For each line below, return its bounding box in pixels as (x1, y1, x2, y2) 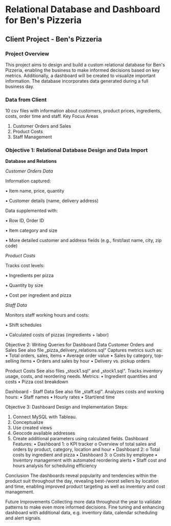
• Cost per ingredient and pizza (5, 292, 71, 298)
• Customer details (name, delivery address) (5, 198, 99, 204)
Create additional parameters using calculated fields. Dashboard (12, 436, 149, 442)
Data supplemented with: (5, 208, 58, 214)
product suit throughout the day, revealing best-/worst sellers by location (5, 478, 159, 484)
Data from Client (5, 96, 47, 103)
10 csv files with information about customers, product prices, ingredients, (5, 108, 162, 114)
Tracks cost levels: (5, 262, 45, 269)
